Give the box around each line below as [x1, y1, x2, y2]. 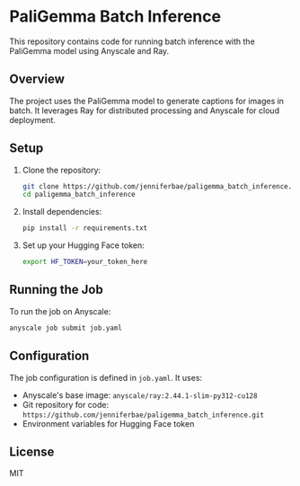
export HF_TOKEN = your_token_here [22, 258, 148, 267]
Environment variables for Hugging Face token [22, 418, 195, 429]
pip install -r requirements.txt [22, 224, 148, 233]
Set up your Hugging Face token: [22, 240, 146, 251]
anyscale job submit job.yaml [9, 323, 123, 332]
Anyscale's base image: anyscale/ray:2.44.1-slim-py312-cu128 [22, 389, 258, 401]
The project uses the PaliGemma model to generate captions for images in [9, 95, 285, 106]
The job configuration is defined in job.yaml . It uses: [9, 372, 203, 383]
